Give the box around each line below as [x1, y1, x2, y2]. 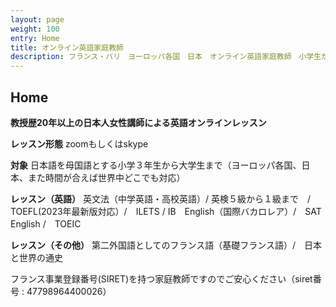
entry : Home [10, 33, 60, 43]
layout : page [10, 14, 65, 25]
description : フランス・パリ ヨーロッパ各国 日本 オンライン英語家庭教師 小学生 [10, 52, 322, 62]
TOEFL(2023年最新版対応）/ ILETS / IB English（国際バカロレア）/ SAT [10, 205, 322, 217]
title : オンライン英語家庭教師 [10, 42, 124, 53]
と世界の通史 [10, 251, 63, 263]
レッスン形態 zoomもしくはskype [10, 137, 149, 150]
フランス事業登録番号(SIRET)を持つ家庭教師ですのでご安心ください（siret [10, 272, 313, 285]
